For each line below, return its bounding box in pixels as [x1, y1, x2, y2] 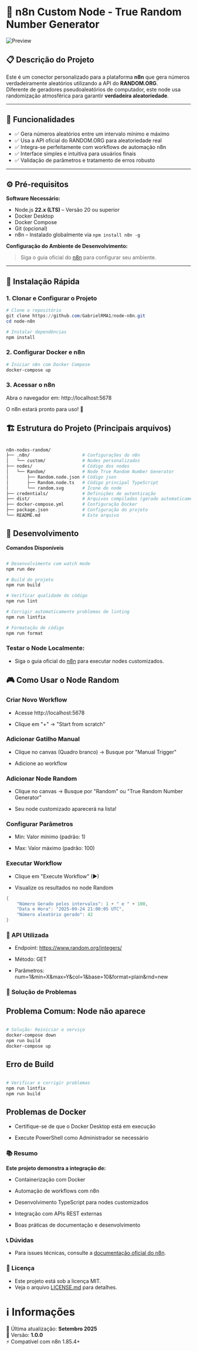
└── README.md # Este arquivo [6, 513, 119, 519]
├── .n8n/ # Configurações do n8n [6, 452, 141, 458]
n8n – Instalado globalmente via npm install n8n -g [14, 231, 141, 238]
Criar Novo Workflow [6, 696, 67, 704]
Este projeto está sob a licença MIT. [14, 1277, 101, 1284]
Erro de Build [6, 1059, 54, 1069]
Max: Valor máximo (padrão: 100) [14, 845, 95, 852]
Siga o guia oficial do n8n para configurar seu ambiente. [20, 254, 157, 261]
